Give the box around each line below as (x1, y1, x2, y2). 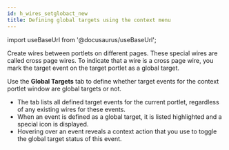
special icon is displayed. (17, 120, 89, 128)
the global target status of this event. (17, 134, 122, 142)
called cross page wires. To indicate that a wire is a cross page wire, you (7, 56, 214, 64)
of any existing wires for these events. (17, 105, 126, 113)
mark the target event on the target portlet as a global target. (7, 64, 180, 72)
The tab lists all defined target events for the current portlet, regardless (17, 97, 219, 106)
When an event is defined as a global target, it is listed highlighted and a (17, 112, 222, 121)
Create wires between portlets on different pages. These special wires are (7, 49, 218, 57)
